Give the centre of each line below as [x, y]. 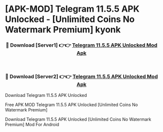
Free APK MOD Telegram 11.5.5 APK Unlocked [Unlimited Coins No [72, 104]
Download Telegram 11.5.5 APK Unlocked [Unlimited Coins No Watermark [78, 119]
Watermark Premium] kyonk [63, 30]
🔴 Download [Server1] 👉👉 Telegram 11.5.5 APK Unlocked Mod [81, 45]
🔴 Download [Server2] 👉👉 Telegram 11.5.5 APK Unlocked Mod [81, 76]
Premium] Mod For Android [32, 124]
